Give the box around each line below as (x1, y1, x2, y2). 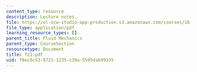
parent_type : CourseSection (6, 41, 75, 47)
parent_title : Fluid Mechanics (6, 35, 83, 41)
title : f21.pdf (6, 52, 43, 57)
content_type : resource (6, 8, 64, 15)
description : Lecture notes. (6, 14, 77, 20)
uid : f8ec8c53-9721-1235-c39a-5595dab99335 (6, 57, 114, 63)
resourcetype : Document (6, 46, 64, 52)
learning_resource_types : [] (6, 30, 77, 36)
